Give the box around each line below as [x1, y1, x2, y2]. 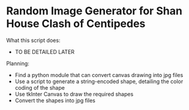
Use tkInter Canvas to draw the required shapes [14, 90, 134, 97]
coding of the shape [14, 84, 65, 91]
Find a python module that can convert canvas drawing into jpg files [14, 71, 184, 78]
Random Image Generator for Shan [6, 4, 183, 18]
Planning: [6, 60, 30, 67]
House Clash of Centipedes [6, 17, 146, 30]
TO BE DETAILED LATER [14, 48, 75, 55]
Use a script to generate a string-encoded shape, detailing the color [14, 78, 184, 85]
